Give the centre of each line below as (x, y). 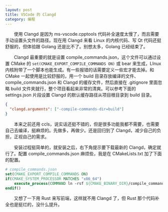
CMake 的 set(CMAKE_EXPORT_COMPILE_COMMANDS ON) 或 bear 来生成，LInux (86, 64)
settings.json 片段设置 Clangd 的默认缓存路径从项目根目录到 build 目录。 (80, 95)
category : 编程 (20, 19)
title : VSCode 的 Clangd (31, 15)
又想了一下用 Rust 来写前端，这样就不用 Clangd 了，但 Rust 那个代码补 (87, 198)
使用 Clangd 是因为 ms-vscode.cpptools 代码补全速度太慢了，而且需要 (87, 34)
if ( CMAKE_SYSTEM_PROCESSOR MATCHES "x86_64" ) (53, 179)
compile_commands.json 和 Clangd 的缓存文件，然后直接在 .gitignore (77, 82)
